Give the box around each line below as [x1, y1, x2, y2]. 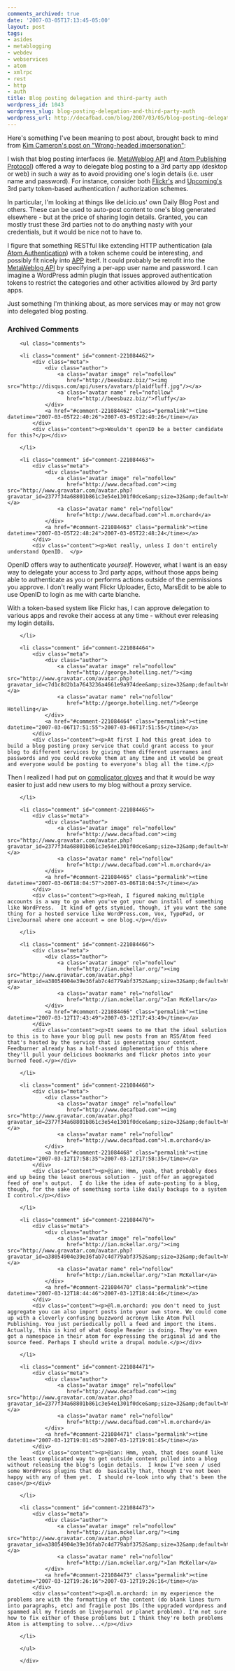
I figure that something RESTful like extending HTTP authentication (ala [7, 241, 213, 249]
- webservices [7, 56, 49, 63]
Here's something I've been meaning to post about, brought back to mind [7, 134, 219, 142]
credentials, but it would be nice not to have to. [7, 227, 143, 236]
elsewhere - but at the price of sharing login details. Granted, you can [7, 213, 208, 221]
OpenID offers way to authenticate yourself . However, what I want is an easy [7, 560, 228, 569]
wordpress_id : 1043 [7, 101, 64, 108]
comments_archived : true [7, 10, 80, 17]
